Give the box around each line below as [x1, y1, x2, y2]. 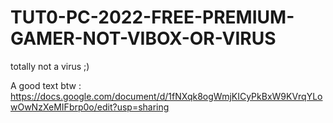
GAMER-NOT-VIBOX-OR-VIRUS [10, 27, 277, 50]
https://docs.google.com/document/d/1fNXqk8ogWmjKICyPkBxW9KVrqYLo [10, 90, 323, 102]
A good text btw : [10, 79, 82, 91]
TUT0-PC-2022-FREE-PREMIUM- [10, 6, 295, 29]
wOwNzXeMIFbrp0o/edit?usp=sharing [10, 101, 170, 113]
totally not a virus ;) [10, 60, 90, 72]
